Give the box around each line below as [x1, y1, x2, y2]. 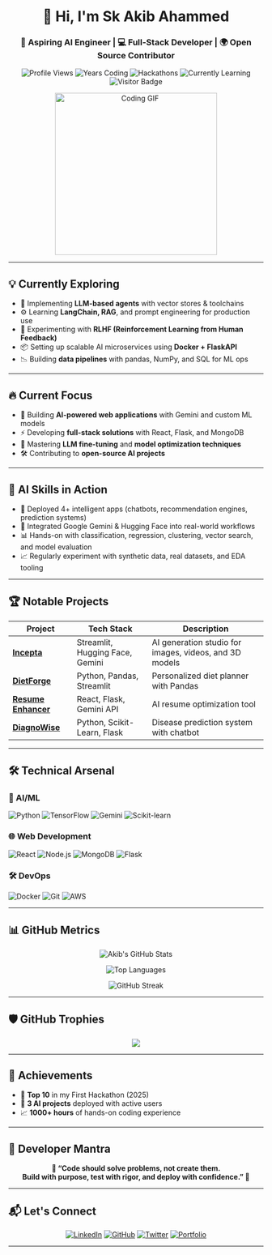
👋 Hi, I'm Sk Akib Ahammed [42, 7, 230, 26]
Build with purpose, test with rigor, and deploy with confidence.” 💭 [22, 1172, 250, 1182]
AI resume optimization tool [151, 698, 257, 710]
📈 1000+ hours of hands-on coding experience [19, 1108, 181, 1117]
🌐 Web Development [8, 830, 91, 842]
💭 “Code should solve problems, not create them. [51, 1163, 221, 1173]
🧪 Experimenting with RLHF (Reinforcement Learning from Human [19, 324, 244, 335]
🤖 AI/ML [8, 792, 40, 804]
